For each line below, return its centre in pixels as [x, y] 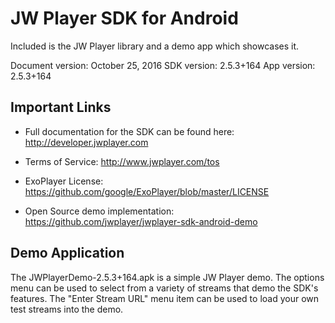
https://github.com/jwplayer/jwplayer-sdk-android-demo [141, 221]
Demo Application [67, 253]
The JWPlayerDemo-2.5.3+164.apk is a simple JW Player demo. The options [167, 277]
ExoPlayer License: [64, 181]
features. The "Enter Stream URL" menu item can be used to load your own [165, 298]
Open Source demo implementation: [99, 211]
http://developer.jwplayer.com [86, 142]
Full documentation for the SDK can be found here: [129, 131]
